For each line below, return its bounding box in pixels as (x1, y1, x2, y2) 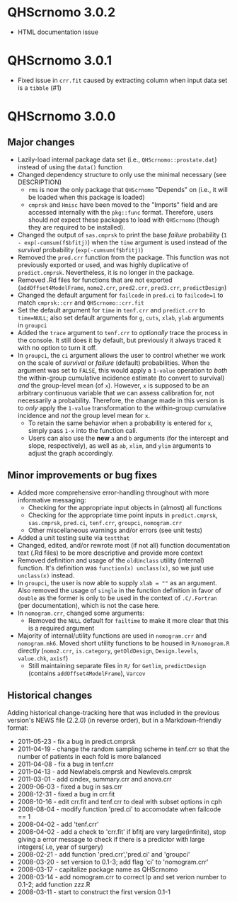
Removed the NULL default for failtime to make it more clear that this (28, 616, 229, 624)
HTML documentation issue (17, 28, 99, 36)
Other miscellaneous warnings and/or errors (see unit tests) (28, 526, 203, 534)
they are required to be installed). (28, 222, 125, 231)
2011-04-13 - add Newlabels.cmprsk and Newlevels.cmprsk (17, 767, 192, 776)
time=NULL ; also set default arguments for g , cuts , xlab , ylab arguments (17, 313, 224, 322)
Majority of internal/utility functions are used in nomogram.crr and (17, 631, 207, 640)
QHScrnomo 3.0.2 (7, 4, 116, 21)
